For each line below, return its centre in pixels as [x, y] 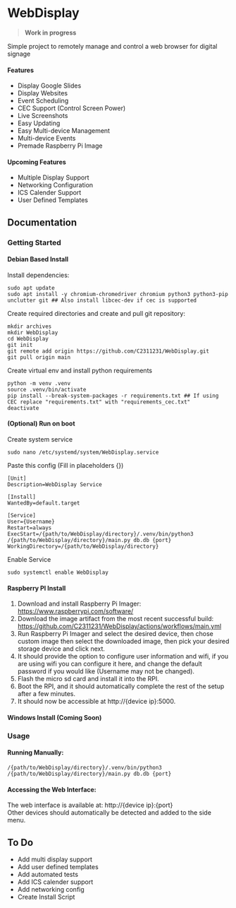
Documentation [42, 222]
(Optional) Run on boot [41, 424]
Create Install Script [46, 897]
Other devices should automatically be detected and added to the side [109, 813]
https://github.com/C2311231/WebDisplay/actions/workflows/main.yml [119, 626]
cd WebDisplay [28, 338]
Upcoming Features [37, 162]
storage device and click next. [61, 649]
